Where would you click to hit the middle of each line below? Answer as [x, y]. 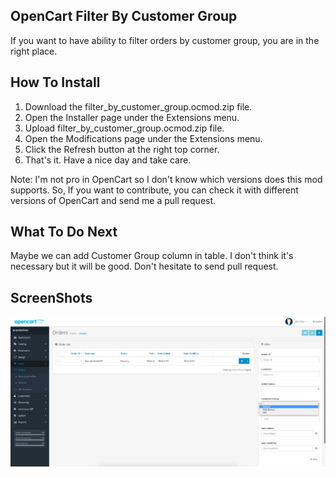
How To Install [55, 82]
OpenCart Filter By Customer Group [124, 16]
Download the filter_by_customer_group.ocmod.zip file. [138, 106]
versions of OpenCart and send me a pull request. [113, 200]
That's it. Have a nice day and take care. [108, 160]
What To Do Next [64, 232]
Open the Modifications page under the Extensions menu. [143, 138]
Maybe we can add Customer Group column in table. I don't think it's [152, 256]
